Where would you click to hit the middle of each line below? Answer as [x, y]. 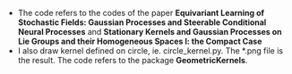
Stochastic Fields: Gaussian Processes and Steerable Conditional [142, 22]
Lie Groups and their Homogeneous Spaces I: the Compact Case [140, 41]
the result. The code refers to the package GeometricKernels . [133, 60]
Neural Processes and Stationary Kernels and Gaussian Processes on [150, 32]
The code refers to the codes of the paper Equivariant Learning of [141, 13]
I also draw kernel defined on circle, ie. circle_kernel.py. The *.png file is [150, 51]
